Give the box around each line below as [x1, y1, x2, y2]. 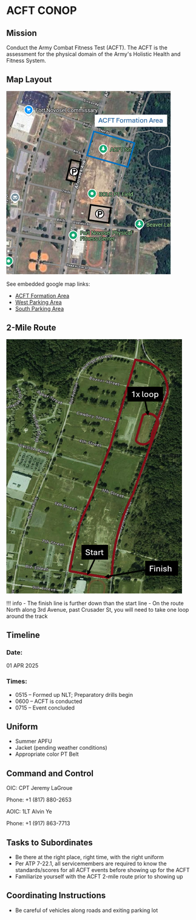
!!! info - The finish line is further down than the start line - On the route [6, 600, 184, 607]
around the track [6, 612, 48, 620]
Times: [6, 677, 27, 686]
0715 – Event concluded [15, 704, 75, 711]
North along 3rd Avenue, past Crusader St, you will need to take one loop [6, 606, 189, 613]
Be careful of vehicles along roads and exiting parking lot [15, 907, 158, 914]
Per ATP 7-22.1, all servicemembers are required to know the [15, 860, 167, 867]
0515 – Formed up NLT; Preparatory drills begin [15, 691, 133, 698]
